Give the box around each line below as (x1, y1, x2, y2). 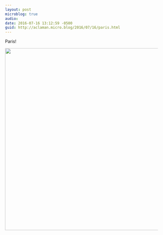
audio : (5, 16, 18, 21)
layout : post (5, 7, 32, 12)
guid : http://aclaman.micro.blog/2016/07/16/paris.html (5, 25, 120, 30)
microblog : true (5, 12, 38, 17)
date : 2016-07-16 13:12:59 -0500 (5, 20, 73, 26)
